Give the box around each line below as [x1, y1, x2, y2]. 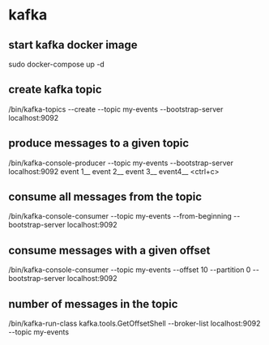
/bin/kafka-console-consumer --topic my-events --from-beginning [8, 211, 233, 221]
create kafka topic [8, 83, 102, 96]
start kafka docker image [8, 38, 138, 52]
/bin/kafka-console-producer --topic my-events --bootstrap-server [8, 158, 233, 168]
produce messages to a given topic [8, 136, 190, 151]
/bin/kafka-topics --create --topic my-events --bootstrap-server [8, 104, 224, 114]
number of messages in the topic [8, 297, 178, 311]
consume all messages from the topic [8, 190, 203, 204]
